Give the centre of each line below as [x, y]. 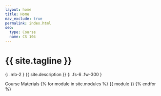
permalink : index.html [28, 23]
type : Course [23, 32]
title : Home [17, 14]
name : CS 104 [23, 37]
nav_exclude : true [24, 19]
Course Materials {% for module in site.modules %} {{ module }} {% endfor [80, 84]
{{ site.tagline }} [39, 61]
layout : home [18, 10]
